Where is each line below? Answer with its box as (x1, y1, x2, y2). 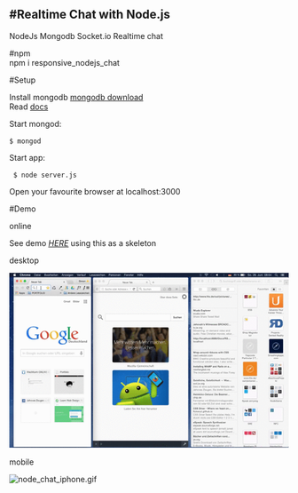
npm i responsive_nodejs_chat (9, 57, 120, 68)
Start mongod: (9, 118, 62, 129)
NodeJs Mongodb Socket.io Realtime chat (9, 30, 164, 41)
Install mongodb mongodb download (9, 91, 144, 102)
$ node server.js (12, 171, 77, 179)
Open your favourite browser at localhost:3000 (9, 186, 181, 196)
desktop (9, 255, 40, 266)
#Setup (9, 75, 36, 85)
